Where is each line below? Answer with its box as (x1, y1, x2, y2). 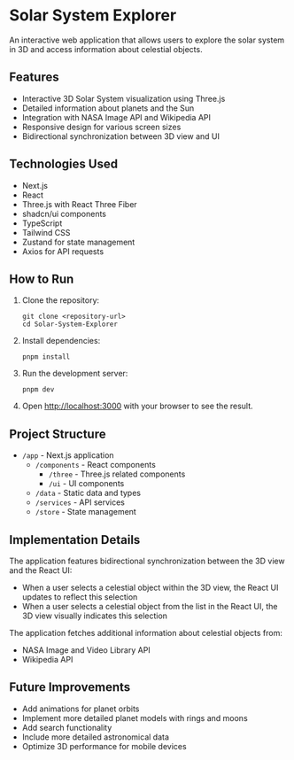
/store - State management (35, 507, 137, 517)
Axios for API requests (21, 245, 104, 257)
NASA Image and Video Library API (21, 645, 151, 655)
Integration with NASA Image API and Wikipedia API (21, 112, 211, 122)
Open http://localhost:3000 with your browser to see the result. (21, 400, 254, 412)
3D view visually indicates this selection (21, 610, 168, 621)
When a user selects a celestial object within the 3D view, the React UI (21, 582, 279, 593)
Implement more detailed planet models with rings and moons (21, 712, 248, 723)
